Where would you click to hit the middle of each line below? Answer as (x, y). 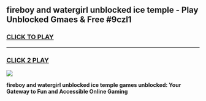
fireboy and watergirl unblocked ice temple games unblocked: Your (94, 84)
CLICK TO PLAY (30, 37)
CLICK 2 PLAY (28, 60)
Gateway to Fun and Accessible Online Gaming (67, 91)
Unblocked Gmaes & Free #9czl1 (69, 20)
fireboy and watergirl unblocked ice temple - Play (102, 10)
